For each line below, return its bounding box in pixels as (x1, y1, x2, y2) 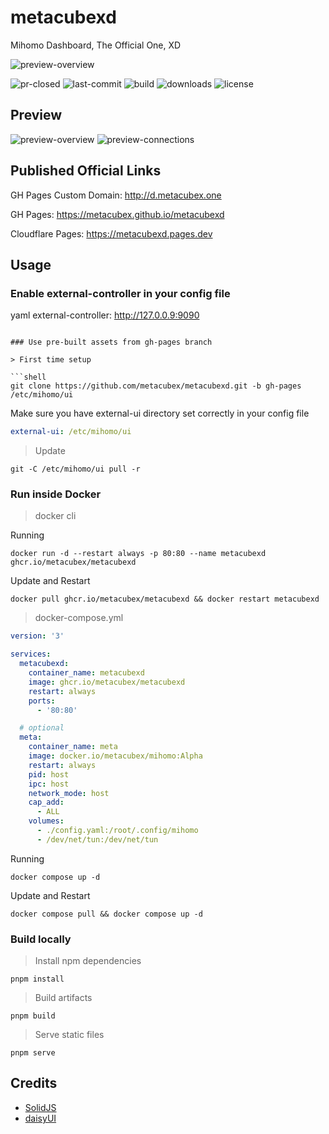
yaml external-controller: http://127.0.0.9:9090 (10, 309, 200, 321)
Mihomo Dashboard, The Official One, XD (10, 39, 182, 51)
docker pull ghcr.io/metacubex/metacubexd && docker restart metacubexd (10, 594, 320, 605)
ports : (28, 696, 56, 706)
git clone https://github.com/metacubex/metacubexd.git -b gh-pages (10, 381, 302, 391)
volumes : (28, 816, 65, 826)
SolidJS (24, 1101, 57, 1113)
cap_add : (28, 797, 65, 808)
